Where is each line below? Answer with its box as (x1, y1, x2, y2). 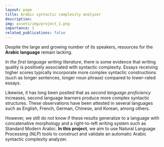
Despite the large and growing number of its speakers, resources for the (5, 44, 153, 50)
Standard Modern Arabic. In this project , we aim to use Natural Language (5, 126, 156, 132)
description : (5, 16, 32, 21)
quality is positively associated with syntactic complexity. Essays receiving (5, 64, 158, 70)
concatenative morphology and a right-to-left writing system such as (5, 120, 147, 126)
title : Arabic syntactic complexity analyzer (5, 12, 101, 17)
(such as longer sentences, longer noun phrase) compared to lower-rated (5, 75, 156, 80)
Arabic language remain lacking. (5, 49, 73, 55)
